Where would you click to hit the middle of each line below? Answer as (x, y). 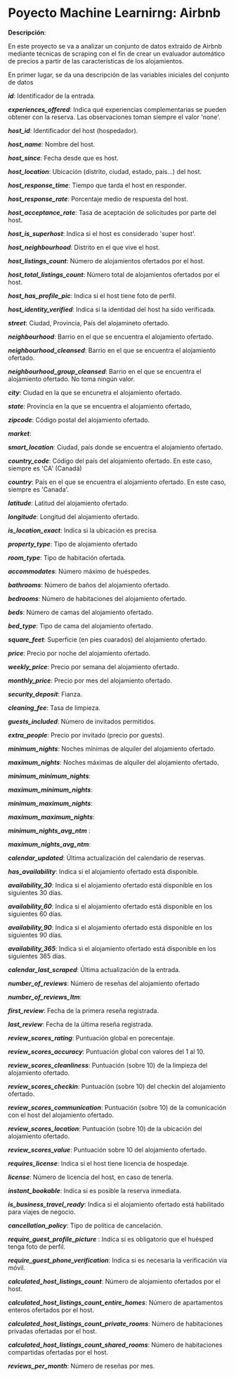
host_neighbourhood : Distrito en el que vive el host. (84, 247)
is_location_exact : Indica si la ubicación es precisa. (83, 530)
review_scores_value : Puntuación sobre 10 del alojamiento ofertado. (107, 1149)
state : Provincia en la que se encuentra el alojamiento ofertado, (100, 406)
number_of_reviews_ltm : (45, 997)
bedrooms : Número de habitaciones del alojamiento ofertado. (97, 598)
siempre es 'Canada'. (39, 489)
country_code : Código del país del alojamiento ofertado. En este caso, (110, 461)
